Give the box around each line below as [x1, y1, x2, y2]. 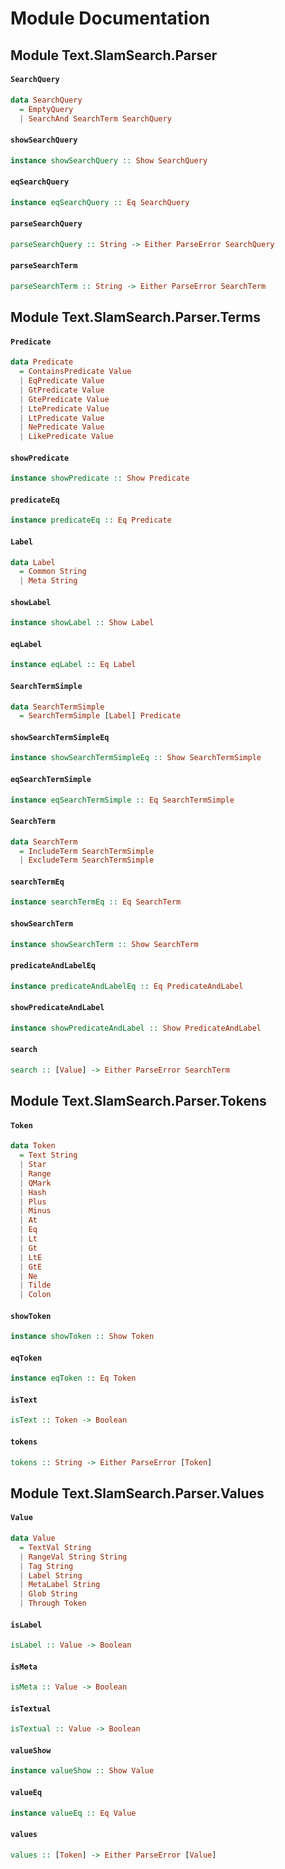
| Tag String [19, 1561, 74, 1571]
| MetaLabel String [19, 1580, 101, 1590]
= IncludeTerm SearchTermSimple [19, 846, 155, 856]
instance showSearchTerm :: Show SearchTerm [10, 939, 199, 949]
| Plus [19, 1197, 47, 1207]
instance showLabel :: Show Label [10, 618, 155, 628]
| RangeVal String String [19, 1552, 128, 1562]
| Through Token [19, 1598, 87, 1609]
